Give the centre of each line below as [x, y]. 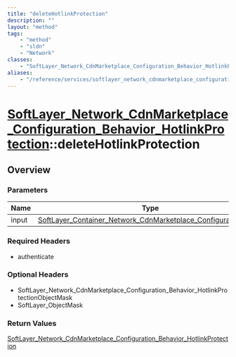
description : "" [31, 20]
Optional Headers [38, 275]
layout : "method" [33, 27]
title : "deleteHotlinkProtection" [58, 14]
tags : [15, 33]
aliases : [20, 73]
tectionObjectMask [45, 297]
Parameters [27, 189]
